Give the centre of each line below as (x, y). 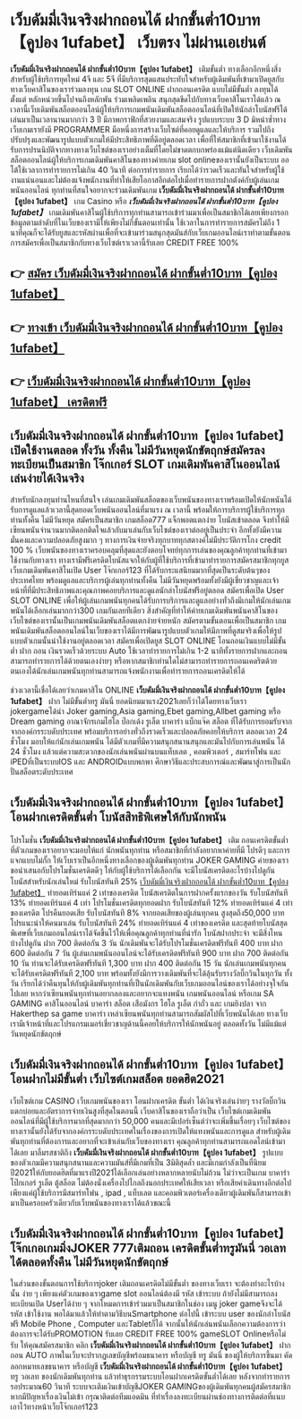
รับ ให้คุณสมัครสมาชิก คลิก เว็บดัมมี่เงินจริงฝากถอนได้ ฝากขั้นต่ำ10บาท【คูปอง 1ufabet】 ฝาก (151, 1346)
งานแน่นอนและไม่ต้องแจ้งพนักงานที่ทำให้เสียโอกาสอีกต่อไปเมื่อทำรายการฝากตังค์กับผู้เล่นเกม (145, 179)
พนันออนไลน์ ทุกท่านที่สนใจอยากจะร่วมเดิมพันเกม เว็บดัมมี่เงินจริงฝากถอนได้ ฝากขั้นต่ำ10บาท (147, 190)
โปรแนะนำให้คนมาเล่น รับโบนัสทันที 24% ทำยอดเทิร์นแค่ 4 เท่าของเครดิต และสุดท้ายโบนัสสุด (149, 923)
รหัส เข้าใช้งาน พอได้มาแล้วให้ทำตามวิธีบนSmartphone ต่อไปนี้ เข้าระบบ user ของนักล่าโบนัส (151, 1314)
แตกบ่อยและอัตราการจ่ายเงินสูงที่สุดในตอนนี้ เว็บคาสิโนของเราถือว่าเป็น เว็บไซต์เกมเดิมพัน (141, 1111)
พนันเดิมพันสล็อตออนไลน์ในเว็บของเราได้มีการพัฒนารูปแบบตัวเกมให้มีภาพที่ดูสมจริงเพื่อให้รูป (146, 630)
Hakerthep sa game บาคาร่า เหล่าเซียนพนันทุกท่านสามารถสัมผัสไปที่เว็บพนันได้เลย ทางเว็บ (149, 1013)
